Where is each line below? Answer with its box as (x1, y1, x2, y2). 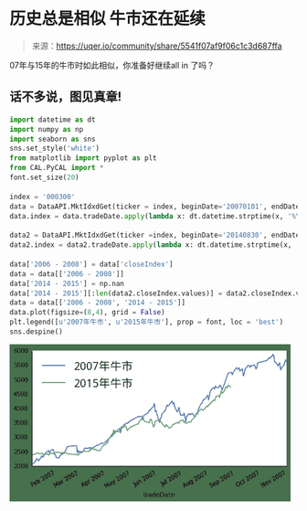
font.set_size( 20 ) (9, 173, 79, 182)
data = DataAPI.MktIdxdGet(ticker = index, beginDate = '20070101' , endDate (9, 202, 301, 211)
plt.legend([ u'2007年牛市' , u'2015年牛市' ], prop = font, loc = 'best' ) (9, 317, 284, 327)
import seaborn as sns (9, 134, 96, 144)
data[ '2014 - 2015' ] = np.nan (9, 279, 125, 288)
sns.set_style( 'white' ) (9, 144, 101, 154)
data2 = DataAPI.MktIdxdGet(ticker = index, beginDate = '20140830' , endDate (9, 230, 301, 240)
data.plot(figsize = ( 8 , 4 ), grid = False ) (9, 308, 166, 317)
